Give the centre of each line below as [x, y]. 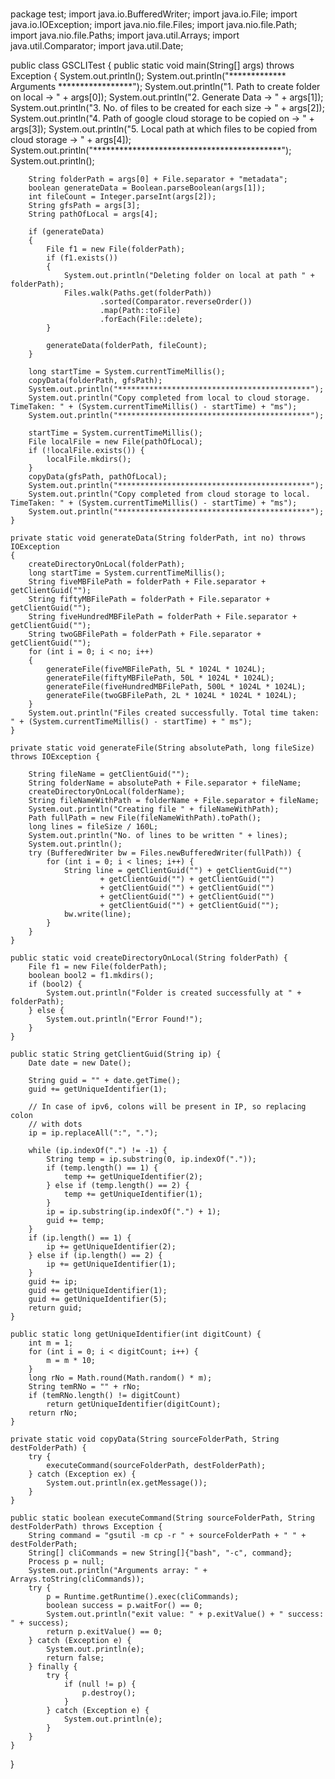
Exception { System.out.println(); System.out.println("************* [148, 76]
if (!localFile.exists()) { [86, 451]
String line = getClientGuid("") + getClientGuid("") [178, 871]
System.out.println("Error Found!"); [124, 1019]
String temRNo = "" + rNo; [84, 1387]
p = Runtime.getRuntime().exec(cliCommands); [143, 1597]
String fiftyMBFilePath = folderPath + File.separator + [149, 599]
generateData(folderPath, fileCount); [127, 346]
